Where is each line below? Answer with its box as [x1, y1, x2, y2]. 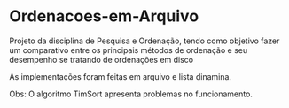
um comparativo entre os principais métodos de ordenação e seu [9, 44, 248, 55]
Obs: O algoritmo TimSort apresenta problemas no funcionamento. [9, 89, 253, 99]
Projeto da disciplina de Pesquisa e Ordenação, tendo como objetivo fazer [9, 35, 280, 46]
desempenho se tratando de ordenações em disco [9, 54, 194, 65]
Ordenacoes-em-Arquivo [9, 6, 199, 27]
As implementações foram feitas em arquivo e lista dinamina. [9, 71, 232, 81]
